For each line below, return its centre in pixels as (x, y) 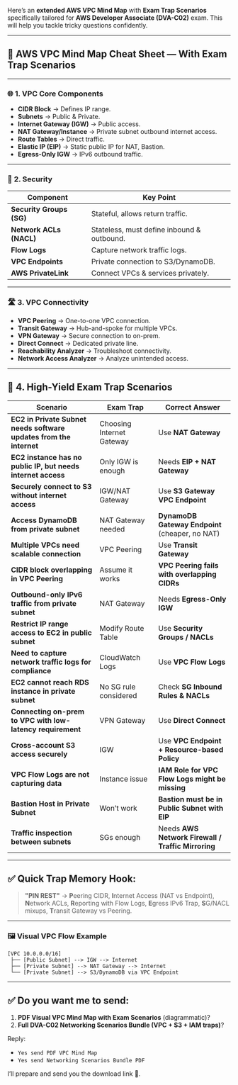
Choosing (115, 423)
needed (112, 529)
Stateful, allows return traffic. (139, 214)
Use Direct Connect (192, 720)
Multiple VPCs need (45, 545)
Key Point (159, 198)
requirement (59, 729)
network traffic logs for (51, 662)
